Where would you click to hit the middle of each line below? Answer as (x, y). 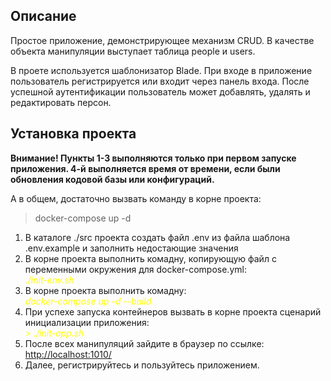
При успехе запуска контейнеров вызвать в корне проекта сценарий (173, 311)
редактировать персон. (61, 102)
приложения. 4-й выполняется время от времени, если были (145, 168)
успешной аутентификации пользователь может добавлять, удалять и (160, 91)
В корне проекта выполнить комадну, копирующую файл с (150, 258)
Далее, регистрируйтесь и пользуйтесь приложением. (142, 365)
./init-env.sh (49, 280)
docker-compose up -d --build (88, 301)
